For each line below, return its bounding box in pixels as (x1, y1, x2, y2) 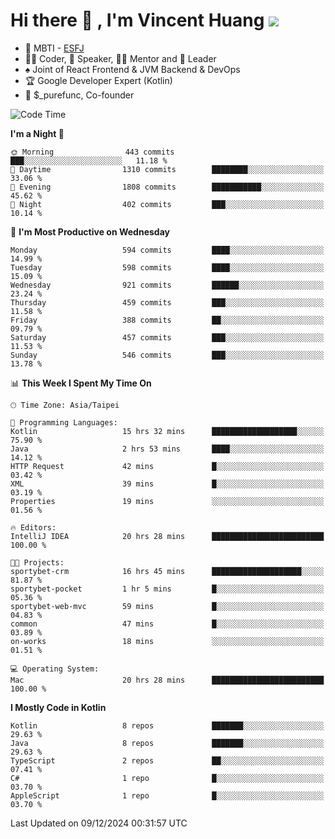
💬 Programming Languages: (10, 417, 118, 428)
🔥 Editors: (10, 522, 57, 533)
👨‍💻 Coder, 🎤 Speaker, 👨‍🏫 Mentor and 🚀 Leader (24, 52, 217, 64)
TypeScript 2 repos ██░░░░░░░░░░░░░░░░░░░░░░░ (10, 755, 325, 766)
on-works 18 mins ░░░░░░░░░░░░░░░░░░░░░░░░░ (10, 636, 325, 646)
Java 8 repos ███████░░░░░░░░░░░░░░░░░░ (10, 738, 325, 748)
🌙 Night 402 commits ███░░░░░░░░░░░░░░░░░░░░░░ (10, 199, 325, 209)
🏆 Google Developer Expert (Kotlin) (24, 74, 173, 86)
